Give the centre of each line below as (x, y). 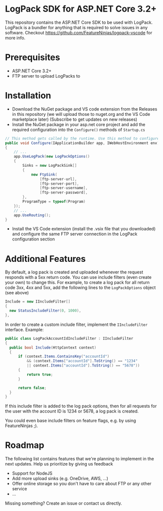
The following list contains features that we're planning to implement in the (80, 459)
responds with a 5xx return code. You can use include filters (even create (78, 277)
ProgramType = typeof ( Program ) (54, 202)
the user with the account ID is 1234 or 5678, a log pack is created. (72, 411)
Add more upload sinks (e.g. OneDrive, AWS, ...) (60, 479)
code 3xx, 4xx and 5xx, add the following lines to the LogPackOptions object (81, 287)
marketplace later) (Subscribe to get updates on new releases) (74, 119)
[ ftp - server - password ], (64, 192)
